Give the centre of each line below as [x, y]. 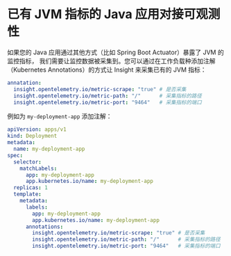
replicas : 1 [31, 188]
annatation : [24, 83]
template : [27, 194]
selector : [27, 162]
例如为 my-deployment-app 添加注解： [60, 116]
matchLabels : [38, 168]
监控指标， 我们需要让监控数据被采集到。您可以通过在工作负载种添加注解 [111, 61]
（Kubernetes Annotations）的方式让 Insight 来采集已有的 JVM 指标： [107, 70]
